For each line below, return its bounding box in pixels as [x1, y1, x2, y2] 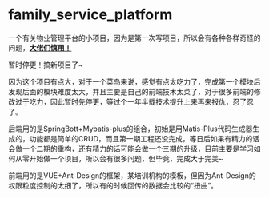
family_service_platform [8, 6, 173, 24]
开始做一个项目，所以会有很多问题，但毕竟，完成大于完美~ [29, 153, 224, 163]
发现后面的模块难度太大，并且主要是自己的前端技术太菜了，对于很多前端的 [8, 86, 254, 97]
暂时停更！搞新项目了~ [8, 60, 84, 69]
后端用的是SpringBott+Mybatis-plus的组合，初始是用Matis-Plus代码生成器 [8, 124, 253, 133]
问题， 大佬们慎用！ [8, 42, 72, 53]
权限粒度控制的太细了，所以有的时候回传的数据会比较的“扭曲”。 [8, 180, 219, 190]
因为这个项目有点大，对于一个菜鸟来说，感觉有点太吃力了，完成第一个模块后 [8, 77, 261, 86]
